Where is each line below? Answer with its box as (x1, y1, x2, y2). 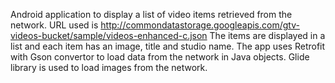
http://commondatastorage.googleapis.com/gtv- (100, 19, 300, 31)
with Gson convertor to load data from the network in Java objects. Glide (10, 51, 310, 63)
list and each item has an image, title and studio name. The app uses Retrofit (10, 40, 326, 52)
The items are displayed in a (209, 30, 326, 41)
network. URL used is (10, 19, 99, 31)
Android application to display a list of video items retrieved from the (10, 9, 293, 20)
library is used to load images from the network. (10, 62, 208, 73)
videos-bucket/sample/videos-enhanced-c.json (10, 30, 208, 41)
